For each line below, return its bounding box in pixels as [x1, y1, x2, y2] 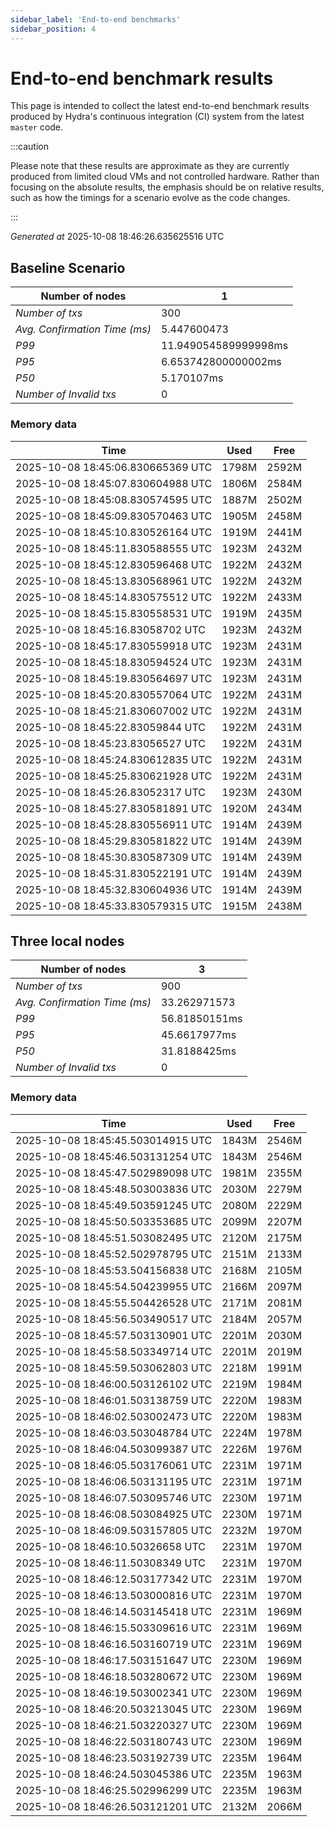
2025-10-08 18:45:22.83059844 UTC [15, 720, 206, 734]
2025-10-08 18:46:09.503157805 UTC [15, 1523, 213, 1537]
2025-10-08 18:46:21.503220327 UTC [15, 1718, 213, 1732]
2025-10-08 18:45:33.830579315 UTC [15, 899, 213, 913]
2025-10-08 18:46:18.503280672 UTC [15, 1669, 213, 1683]
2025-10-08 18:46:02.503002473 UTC [15, 1409, 213, 1423]
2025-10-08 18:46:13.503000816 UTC [15, 1588, 213, 1602]
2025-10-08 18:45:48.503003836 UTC [15, 1182, 213, 1196]
